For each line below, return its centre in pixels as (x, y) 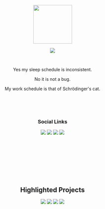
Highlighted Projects (52, 190)
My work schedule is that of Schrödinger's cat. (52, 89)
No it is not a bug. (52, 79)
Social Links (52, 121)
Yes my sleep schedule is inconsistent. (52, 70)
